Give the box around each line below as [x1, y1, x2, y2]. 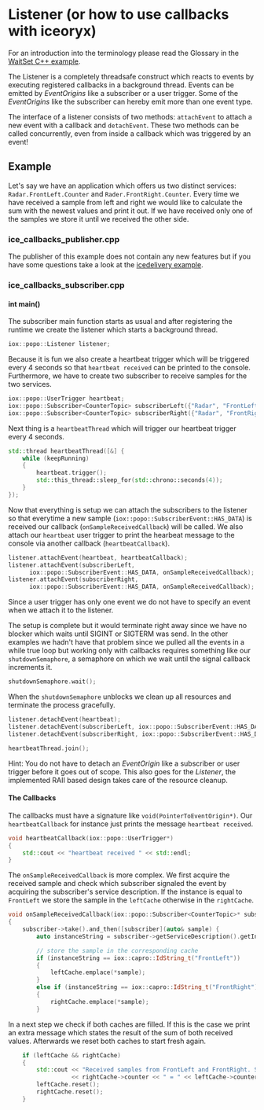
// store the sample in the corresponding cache [36, 946, 199, 954]
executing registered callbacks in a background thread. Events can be [8, 80, 234, 90]
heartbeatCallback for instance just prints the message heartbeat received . [8, 819, 254, 829]
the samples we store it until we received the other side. [8, 214, 189, 223]
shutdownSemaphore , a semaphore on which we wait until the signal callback [8, 654, 251, 663]
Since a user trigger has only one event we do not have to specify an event [8, 597, 251, 607]
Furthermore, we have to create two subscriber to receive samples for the [8, 371, 247, 380]
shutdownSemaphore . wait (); [8, 678, 97, 685]
